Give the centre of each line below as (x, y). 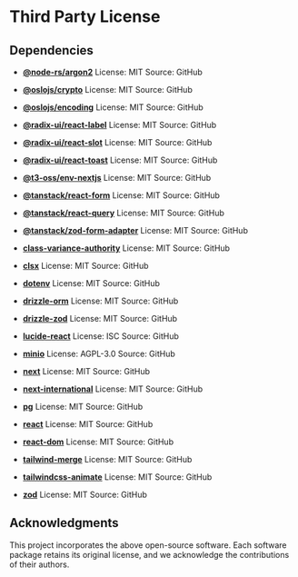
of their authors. (40, 564)
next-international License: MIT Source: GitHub (113, 389)
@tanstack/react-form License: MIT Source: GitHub (121, 195)
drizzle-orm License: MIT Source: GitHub (100, 301)
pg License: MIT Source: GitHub (83, 407)
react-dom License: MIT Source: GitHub (98, 442)
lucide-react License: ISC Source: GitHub (100, 336)
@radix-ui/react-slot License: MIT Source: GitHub (117, 142)
